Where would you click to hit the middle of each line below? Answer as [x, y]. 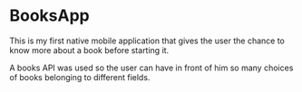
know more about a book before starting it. [89, 50]
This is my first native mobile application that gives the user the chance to [147, 41]
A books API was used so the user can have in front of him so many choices [151, 68]
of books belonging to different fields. [80, 77]
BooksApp [49, 16]
